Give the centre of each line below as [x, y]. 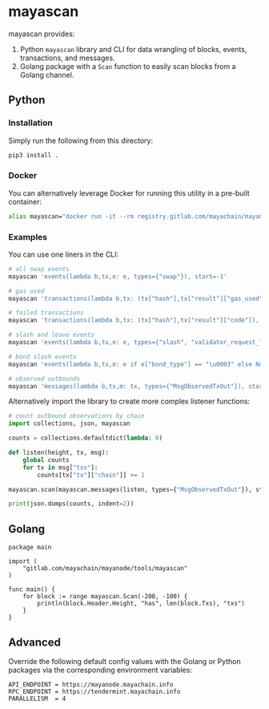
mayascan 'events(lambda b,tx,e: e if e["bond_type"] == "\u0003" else [130, 364]
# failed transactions [46, 313]
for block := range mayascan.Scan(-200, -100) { [105, 597]
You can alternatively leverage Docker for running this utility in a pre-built [129, 193]
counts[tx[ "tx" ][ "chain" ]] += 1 [91, 475]
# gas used [26, 291]
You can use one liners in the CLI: [64, 254]
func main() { [32, 589]
